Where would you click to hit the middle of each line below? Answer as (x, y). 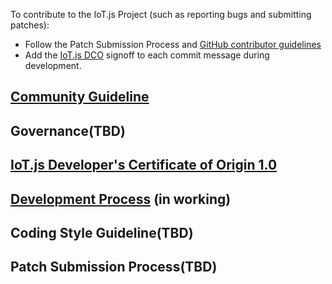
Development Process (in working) (121, 199)
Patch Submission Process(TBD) (114, 267)
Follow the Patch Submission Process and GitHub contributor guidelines (173, 44)
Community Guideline (80, 97)
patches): (30, 25)
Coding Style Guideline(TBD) (102, 232)
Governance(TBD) (68, 130)
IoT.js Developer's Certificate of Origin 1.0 (144, 165)
